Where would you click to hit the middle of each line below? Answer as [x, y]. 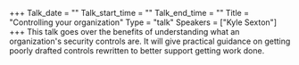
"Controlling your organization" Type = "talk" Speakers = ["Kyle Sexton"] [143, 22]
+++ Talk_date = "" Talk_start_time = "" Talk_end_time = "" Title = [129, 13]
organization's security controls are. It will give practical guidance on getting [150, 41]
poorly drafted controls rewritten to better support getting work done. [137, 51]
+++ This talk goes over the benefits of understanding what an [125, 32]
